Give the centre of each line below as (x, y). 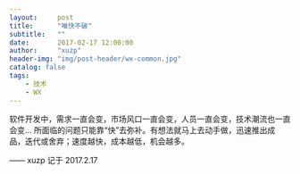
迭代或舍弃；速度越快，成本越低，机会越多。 (107, 141)
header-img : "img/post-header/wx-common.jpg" (95, 59)
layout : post (42, 17)
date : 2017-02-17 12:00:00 (71, 42)
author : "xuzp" (46, 51)
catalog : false (37, 68)
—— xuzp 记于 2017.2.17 (54, 160)
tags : (19, 76)
